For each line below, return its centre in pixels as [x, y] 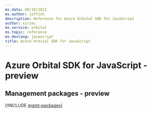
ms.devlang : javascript [29, 37]
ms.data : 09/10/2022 [26, 9]
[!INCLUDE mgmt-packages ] [34, 105]
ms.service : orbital [26, 28]
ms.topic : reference [26, 32]
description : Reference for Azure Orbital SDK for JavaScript [70, 19]
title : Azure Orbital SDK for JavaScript [48, 41]
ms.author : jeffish [25, 14]
